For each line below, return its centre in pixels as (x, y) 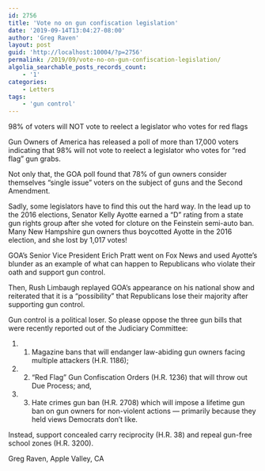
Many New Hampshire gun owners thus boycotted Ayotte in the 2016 (120, 232)
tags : (17, 97)
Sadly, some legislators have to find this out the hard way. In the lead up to (129, 206)
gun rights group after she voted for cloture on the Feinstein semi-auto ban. (131, 224)
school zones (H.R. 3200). (51, 443)
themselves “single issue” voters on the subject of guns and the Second (125, 182)
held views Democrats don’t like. (85, 419)
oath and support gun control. (57, 272)
